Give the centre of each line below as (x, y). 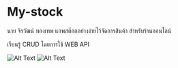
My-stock (35, 12)
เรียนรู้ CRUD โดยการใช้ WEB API (48, 44)
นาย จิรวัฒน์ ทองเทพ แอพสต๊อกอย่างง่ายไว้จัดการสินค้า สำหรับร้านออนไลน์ (89, 31)
